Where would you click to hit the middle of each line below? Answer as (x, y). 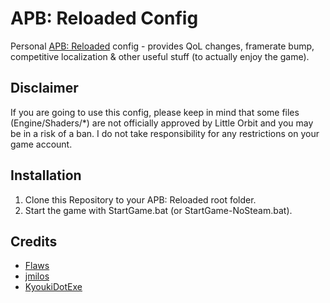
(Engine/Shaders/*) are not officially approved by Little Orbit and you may (162, 123)
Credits (34, 241)
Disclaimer (44, 88)
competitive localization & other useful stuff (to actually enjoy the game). (160, 56)
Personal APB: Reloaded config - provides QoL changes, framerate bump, (162, 46)
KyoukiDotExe (53, 287)
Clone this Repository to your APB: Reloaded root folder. (140, 199)
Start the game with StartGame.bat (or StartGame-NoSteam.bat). (158, 210)
